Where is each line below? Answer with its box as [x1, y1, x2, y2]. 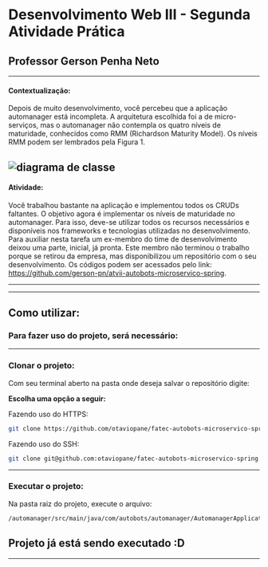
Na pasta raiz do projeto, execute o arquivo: [8, 498, 152, 508]
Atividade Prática [8, 22, 125, 41]
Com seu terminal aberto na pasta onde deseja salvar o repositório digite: [8, 378, 250, 388]
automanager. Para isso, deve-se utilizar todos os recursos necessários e [8, 217, 250, 226]
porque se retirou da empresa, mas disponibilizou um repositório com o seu [8, 251, 257, 261]
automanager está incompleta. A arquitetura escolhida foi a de [8, 112, 213, 121]
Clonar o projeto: [8, 360, 75, 372]
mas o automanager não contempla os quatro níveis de [40, 120, 222, 130]
